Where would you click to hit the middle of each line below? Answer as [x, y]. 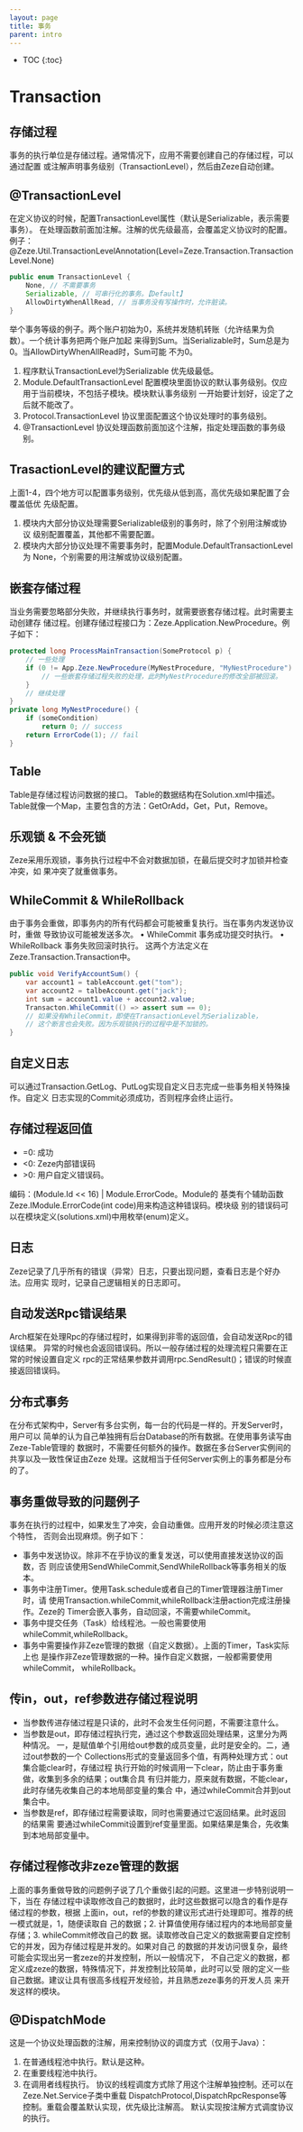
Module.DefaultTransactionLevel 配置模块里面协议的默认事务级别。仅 [151, 382]
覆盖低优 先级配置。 [46, 504]
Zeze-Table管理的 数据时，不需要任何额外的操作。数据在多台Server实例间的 [150, 1448]
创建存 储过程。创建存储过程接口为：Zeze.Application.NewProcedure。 [149, 623]
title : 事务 [30, 26]
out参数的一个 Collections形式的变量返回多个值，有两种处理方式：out [159, 1756]
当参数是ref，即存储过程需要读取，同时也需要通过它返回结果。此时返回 [154, 1812]
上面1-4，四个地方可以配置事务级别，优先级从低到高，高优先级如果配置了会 [150, 493]
